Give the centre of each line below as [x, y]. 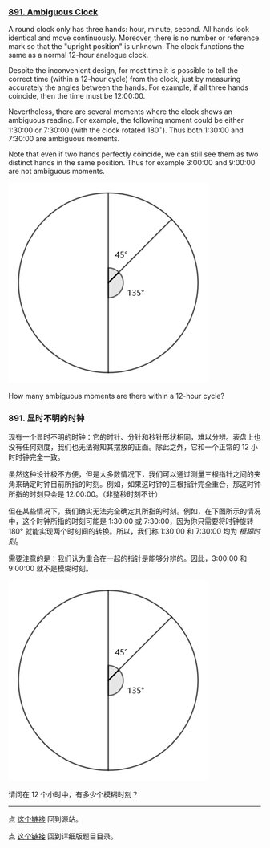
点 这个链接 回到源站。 [45, 819]
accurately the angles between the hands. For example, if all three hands [128, 87]
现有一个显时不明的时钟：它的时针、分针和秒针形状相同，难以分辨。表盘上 [131, 437]
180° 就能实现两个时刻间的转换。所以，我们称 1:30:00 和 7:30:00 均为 [123, 531]
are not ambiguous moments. [57, 171]
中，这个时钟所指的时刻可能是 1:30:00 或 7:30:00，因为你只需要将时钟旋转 [131, 521]
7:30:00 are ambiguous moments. [64, 138]
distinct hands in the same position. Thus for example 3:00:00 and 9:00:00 [132, 162]
